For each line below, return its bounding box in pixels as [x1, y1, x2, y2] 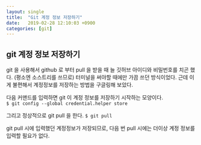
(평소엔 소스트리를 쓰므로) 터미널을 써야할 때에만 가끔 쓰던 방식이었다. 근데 [14, 74, 188, 81]
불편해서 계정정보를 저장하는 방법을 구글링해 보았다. [12, 81, 134, 89]
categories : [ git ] [6, 25, 52, 32]
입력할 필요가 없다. [6, 132, 50, 140]
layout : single [6, 8, 45, 15]
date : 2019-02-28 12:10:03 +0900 [6, 20, 96, 26]
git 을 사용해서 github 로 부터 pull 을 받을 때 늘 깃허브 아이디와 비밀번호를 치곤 [6, 67, 189, 74]
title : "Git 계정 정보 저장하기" [6, 14, 83, 20]
